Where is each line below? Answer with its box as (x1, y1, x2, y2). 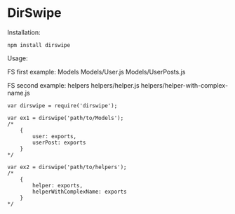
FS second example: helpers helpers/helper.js (7, 81, 140, 89)
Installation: (7, 28, 41, 36)
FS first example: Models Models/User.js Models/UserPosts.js (7, 67, 186, 76)
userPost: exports (32, 139, 86, 146)
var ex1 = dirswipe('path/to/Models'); (7, 114, 124, 121)
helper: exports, (32, 182, 83, 189)
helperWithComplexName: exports (32, 188, 128, 195)
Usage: (7, 54, 28, 62)
